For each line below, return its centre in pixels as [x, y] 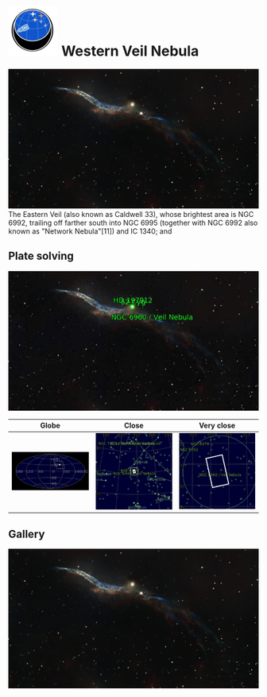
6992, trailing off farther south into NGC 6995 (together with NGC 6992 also [133, 223]
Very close [217, 426]
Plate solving [41, 256]
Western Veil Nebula [130, 51]
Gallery [27, 534]
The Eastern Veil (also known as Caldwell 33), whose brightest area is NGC [131, 214]
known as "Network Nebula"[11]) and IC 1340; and [90, 231]
